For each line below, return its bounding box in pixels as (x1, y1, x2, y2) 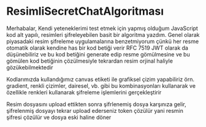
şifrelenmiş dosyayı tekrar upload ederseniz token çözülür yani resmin (6, 107, 184, 114)
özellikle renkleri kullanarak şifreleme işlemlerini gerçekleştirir (6, 88, 162, 96)
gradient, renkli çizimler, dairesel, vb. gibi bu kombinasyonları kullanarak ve (6, 82, 196, 90)
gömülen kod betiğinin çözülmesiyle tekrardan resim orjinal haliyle (6, 57, 174, 64)
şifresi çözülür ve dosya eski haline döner (6, 114, 112, 121)
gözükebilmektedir (6, 63, 53, 71)
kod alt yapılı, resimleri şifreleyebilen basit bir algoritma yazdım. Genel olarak (6, 31, 200, 38)
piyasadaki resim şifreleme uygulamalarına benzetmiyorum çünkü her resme (6, 37, 199, 45)
